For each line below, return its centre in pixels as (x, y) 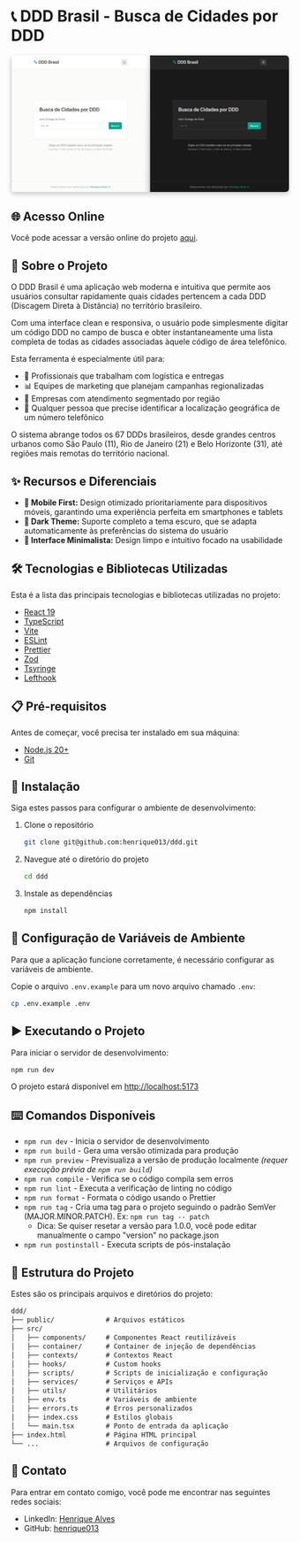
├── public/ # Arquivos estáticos (98, 1320)
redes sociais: (36, 1501)
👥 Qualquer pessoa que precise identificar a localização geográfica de (152, 408)
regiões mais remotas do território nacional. (90, 454)
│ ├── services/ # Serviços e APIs (92, 1382)
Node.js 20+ (46, 749)
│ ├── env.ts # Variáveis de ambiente (104, 1400)
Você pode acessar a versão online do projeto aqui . (105, 238)
